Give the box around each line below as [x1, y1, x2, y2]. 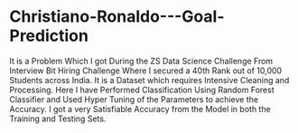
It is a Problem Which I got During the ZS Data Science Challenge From [9, 55, 274, 66]
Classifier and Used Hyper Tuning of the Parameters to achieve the [9, 93, 259, 105]
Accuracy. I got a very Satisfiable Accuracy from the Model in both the [9, 103, 271, 114]
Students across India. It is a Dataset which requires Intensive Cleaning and [9, 74, 290, 85]
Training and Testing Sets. [9, 113, 107, 124]
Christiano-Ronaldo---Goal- [9, 6, 225, 27]
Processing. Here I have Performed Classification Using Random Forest [9, 84, 275, 95]
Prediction [9, 25, 88, 46]
